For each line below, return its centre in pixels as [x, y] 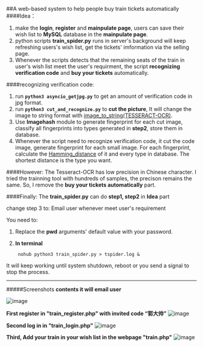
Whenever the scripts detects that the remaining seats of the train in [100, 60]
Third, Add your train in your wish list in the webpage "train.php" [89, 337]
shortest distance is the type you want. [63, 160]
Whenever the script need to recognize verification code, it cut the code [105, 141]
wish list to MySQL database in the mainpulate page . [81, 34]
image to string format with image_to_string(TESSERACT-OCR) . [94, 115]
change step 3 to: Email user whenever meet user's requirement [86, 208]
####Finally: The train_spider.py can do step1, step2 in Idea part [88, 196]
